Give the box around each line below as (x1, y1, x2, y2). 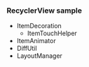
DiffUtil (16, 44, 37, 53)
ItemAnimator (16, 37, 57, 45)
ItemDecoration (16, 22, 62, 30)
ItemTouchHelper (27, 29, 78, 37)
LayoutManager (16, 51, 62, 60)
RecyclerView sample (6, 6, 82, 16)
